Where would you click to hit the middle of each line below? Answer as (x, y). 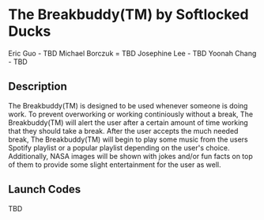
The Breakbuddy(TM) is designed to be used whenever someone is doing (128, 105)
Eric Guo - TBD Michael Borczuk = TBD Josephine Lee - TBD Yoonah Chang (132, 53)
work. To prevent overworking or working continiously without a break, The (131, 114)
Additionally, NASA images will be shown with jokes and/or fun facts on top (130, 156)
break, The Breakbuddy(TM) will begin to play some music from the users (128, 139)
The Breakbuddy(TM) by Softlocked (128, 15)
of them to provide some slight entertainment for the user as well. (115, 165)
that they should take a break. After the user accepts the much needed (123, 131)
